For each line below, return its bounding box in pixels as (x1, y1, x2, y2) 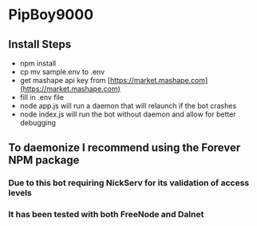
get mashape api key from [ (19, 76, 111, 85)
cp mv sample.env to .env (19, 67, 105, 77)
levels (8, 188, 32, 199)
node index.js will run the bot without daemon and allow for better (19, 109, 237, 119)
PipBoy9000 (8, 6, 94, 24)
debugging (19, 118, 56, 127)
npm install (19, 58, 57, 68)
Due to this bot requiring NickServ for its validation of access (8, 177, 250, 188)
